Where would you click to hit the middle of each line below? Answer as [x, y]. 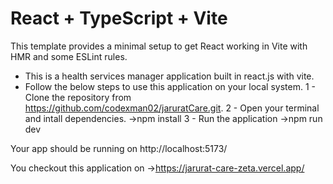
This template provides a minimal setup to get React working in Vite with [159, 46]
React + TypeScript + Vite [119, 18]
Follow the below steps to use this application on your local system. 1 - [170, 86]
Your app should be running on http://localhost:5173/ [119, 148]
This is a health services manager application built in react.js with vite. [169, 76]
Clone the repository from [78, 97]
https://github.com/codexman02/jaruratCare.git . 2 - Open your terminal [172, 108]
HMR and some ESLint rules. [69, 56]
